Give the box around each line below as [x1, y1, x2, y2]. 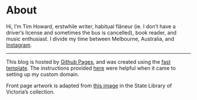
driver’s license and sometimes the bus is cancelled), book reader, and [6, 29, 177, 36]
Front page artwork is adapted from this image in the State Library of [6, 82, 172, 89]
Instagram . [6, 42, 32, 49]
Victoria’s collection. [6, 88, 55, 95]
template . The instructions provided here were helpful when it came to [6, 64, 176, 71]
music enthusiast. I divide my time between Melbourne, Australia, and [6, 35, 175, 42]
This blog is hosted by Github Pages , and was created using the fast [6, 58, 171, 65]
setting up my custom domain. [6, 71, 80, 78]
